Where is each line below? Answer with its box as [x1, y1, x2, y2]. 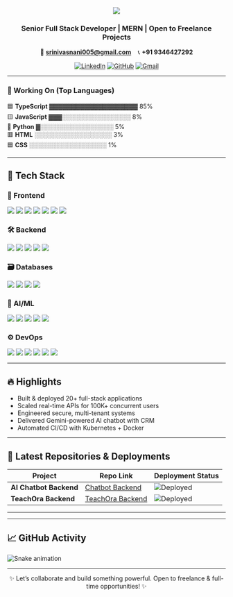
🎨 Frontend [7, 190, 45, 200]
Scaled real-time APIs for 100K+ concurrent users [17, 402, 159, 410]
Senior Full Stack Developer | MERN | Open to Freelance [21, 24, 212, 33]
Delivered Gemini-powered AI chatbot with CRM [17, 417, 155, 425]
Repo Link [99, 471, 133, 481]
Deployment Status [153, 471, 220, 481]
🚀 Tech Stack [7, 169, 65, 181]
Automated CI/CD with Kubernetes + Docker [17, 423, 144, 432]
